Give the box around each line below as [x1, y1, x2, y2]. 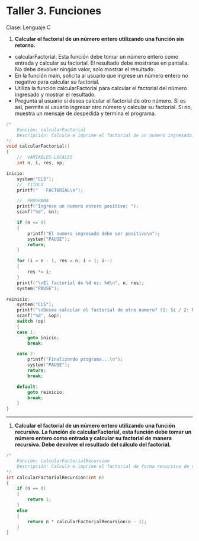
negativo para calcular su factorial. [14, 78, 99, 85]
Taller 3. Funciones [6, 4, 102, 18]
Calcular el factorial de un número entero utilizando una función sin [14, 35, 184, 42]
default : [17, 384, 38, 390]
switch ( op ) [17, 319, 46, 324]
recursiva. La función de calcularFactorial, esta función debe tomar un [14, 428, 192, 435]
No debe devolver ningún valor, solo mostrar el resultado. [14, 65, 155, 72]
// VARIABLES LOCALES [17, 154, 73, 161]
